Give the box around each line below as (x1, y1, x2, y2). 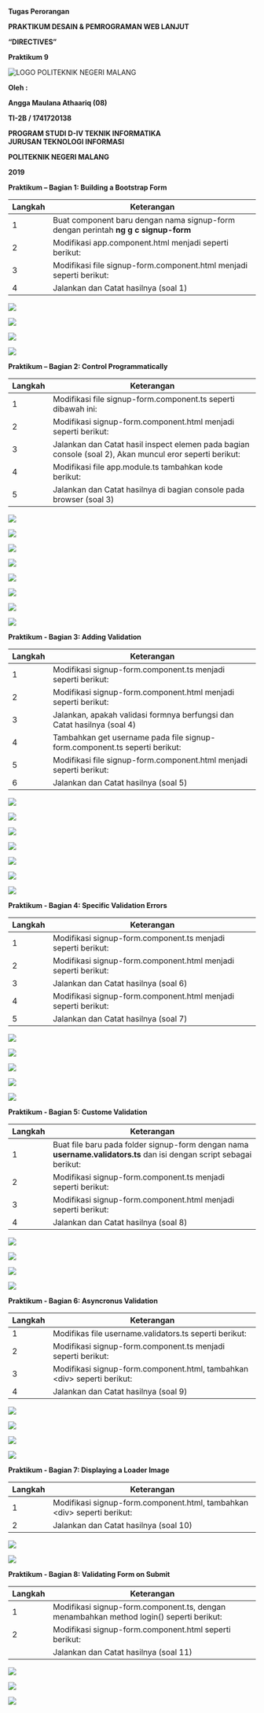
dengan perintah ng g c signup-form (52, 224, 192, 235)
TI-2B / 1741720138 (8, 113, 72, 123)
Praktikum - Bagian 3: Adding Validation (8, 633, 141, 641)
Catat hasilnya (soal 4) (52, 719, 136, 730)
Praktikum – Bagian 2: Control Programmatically (8, 362, 168, 371)
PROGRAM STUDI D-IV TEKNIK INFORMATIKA (8, 129, 161, 138)
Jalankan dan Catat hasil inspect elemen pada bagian (52, 439, 250, 449)
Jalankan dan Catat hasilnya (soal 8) (52, 1217, 188, 1228)
